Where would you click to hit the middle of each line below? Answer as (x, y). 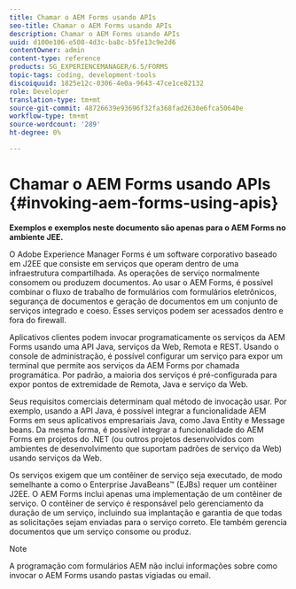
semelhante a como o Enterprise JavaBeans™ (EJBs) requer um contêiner (143, 484)
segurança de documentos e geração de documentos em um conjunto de (144, 301)
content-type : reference (55, 58)
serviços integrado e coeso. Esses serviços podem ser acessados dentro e (146, 310)
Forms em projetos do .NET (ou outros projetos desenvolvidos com (132, 438)
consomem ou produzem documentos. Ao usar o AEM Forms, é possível (141, 282)
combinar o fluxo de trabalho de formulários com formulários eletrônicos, (143, 291)
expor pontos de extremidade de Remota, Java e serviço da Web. (129, 384)
